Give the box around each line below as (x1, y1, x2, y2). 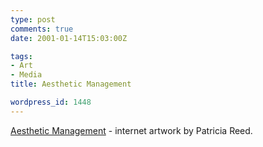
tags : (10, 51, 33, 61)
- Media (10, 70, 43, 80)
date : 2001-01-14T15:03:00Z (10, 33, 128, 43)
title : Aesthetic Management (10, 79, 132, 90)
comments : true (10, 24, 74, 34)
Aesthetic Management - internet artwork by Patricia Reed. (10, 124, 253, 136)
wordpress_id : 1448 (10, 97, 92, 107)
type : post (10, 14, 56, 25)
